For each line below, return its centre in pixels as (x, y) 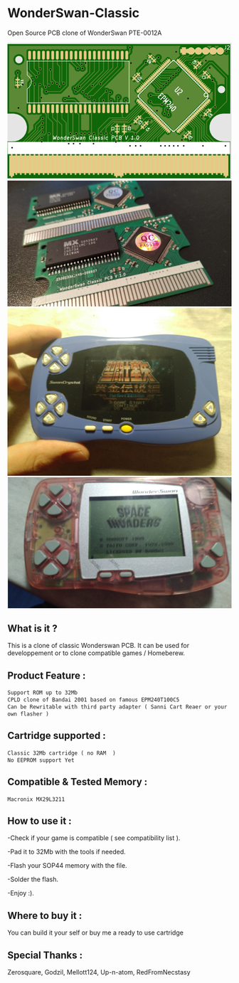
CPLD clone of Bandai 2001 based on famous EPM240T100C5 (94, 700)
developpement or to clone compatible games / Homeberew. (96, 653)
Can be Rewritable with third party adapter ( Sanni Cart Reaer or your (117, 707)
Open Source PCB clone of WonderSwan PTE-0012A (85, 33)
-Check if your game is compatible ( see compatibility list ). (94, 838)
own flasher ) (28, 714)
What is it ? (33, 628)
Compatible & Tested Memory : (78, 782)
